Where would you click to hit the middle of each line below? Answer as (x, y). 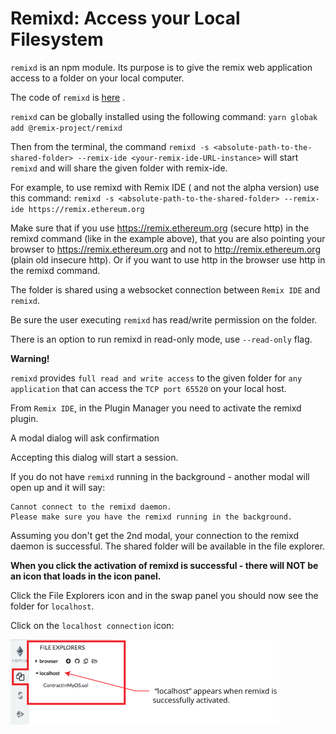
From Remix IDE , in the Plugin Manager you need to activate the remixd (156, 408)
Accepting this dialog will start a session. (94, 457)
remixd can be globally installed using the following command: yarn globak (164, 116)
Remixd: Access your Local (125, 18)
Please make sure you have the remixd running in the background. (151, 517)
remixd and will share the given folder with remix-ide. (119, 168)
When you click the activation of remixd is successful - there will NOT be (164, 565)
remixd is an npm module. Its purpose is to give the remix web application (161, 67)
